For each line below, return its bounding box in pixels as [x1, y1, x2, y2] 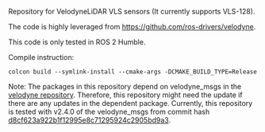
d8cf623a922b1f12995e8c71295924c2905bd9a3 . [8, 115, 171, 125]
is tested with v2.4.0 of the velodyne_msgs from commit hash [8, 107, 210, 116]
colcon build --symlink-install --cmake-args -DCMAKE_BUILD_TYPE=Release [8, 68, 258, 76]
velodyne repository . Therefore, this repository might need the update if [8, 90, 244, 100]
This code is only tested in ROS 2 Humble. [8, 37, 146, 47]
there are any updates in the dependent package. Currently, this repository [8, 99, 253, 107]
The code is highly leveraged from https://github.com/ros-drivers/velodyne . [8, 22, 256, 31]
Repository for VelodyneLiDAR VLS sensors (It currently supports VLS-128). [8, 7, 255, 16]
